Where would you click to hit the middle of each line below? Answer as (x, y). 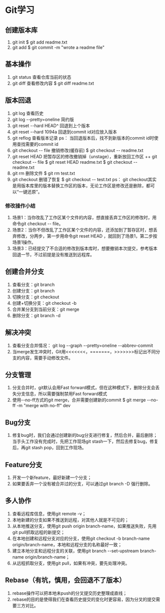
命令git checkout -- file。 (38, 224)
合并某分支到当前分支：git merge (46, 309)
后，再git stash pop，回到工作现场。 (49, 448)
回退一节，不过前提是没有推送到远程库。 (53, 254)
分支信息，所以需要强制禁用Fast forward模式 (62, 394)
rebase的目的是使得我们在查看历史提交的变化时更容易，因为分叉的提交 (84, 599)
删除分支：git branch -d (36, 315)
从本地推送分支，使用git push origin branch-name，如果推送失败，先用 (84, 526)
